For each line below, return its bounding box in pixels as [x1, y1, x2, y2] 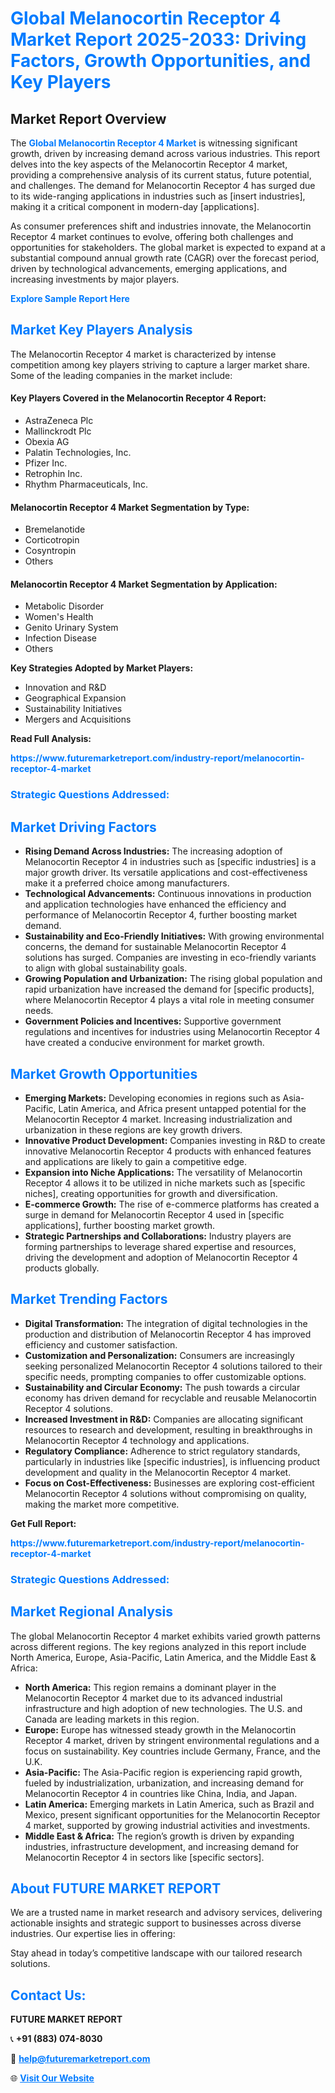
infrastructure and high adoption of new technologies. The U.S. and [24, 1702, 303, 1714]
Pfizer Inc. [24, 457, 68, 469]
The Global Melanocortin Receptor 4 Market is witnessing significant [10, 137, 298, 149]
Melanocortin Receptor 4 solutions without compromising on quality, [24, 1487, 307, 1499]
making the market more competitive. [24, 1498, 180, 1510]
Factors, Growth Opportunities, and [10, 50, 312, 72]
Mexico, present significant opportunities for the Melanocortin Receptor [24, 1808, 321, 1821]
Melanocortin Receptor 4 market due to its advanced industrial [24, 1692, 283, 1704]
